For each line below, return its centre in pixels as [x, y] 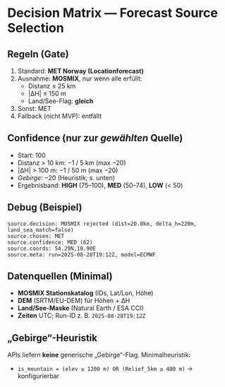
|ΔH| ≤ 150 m [47, 94]
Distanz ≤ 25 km [52, 86]
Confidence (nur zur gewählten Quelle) [95, 138]
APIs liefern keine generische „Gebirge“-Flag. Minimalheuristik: [99, 355]
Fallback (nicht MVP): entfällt [60, 116]
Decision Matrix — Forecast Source [113, 13]
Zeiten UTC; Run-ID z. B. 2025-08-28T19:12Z [81, 316]
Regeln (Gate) [38, 54]
